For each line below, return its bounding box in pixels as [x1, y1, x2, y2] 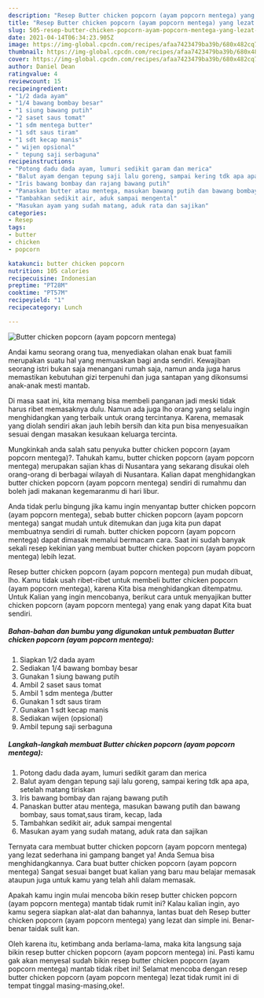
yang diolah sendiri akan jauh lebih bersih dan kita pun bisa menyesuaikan [8, 421, 249, 430]
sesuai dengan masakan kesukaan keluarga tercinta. [8, 429, 178, 439]
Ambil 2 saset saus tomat [19, 679, 102, 689]
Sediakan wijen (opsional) [19, 713, 104, 723]
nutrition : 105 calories [8, 267, 90, 275]
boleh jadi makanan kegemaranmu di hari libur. [8, 486, 159, 495]
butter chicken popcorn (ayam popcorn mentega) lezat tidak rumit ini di [8, 972, 240, 981]
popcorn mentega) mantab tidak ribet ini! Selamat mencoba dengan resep [8, 964, 247, 974]
